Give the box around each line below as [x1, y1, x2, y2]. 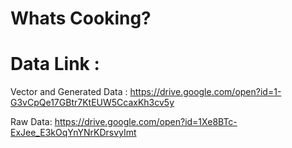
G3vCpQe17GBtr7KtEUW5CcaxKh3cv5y [10, 97, 175, 109]
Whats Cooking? [10, 7, 152, 30]
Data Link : [10, 53, 100, 76]
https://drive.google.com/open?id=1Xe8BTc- [54, 116, 238, 128]
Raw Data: [10, 116, 53, 128]
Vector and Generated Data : [10, 86, 128, 98]
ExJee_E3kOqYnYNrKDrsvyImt [10, 127, 137, 139]
